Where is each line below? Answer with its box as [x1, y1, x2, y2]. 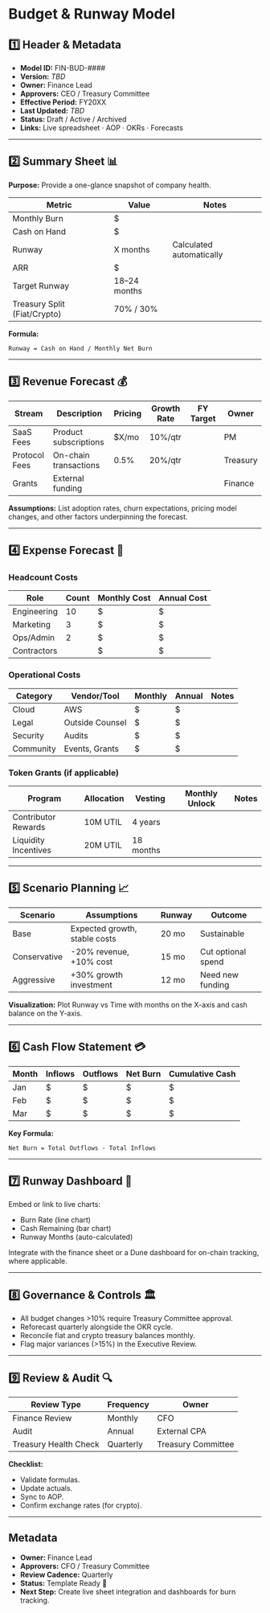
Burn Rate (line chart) [19, 1215, 91, 1225]
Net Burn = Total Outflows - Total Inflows [8, 1143, 157, 1152]
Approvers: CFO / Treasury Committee [19, 1561, 150, 1570]
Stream [14, 408, 43, 419]
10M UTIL [84, 816, 122, 827]
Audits [63, 729, 88, 741]
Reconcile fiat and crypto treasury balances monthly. [19, 1331, 195, 1340]
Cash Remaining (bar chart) [19, 1224, 112, 1233]
